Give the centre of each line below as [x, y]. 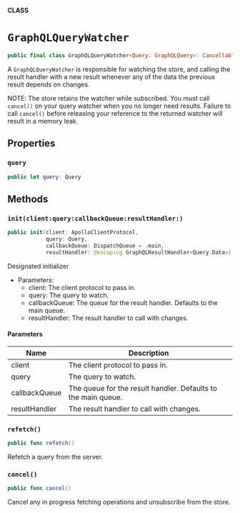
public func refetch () [41, 443]
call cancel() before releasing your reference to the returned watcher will [115, 113]
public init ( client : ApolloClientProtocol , [73, 233]
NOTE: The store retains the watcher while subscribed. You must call [109, 98]
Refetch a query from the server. [55, 457]
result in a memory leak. [43, 121]
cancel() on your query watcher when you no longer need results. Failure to [119, 106]
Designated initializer [38, 266]
